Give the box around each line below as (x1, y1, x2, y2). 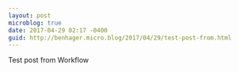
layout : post (8, 11, 51, 20)
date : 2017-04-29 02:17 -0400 (8, 26, 108, 34)
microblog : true (8, 19, 62, 27)
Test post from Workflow (8, 55, 89, 65)
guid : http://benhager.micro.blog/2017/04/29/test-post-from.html (8, 33, 232, 42)
